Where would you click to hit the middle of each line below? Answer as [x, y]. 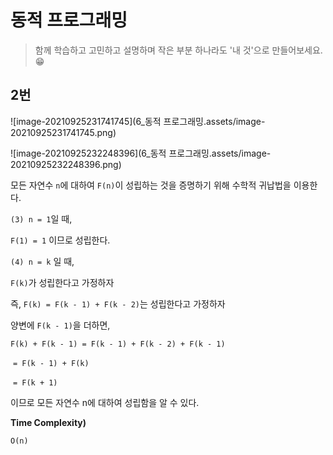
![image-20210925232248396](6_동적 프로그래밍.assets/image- [141, 153]
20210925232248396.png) [66, 164]
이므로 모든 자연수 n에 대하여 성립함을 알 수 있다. [105, 402]
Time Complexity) [48, 422]
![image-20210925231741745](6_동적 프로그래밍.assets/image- [138, 121]
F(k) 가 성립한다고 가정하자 [62, 282]
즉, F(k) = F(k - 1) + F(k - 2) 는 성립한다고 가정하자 [118, 303]
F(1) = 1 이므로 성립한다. [60, 240]
